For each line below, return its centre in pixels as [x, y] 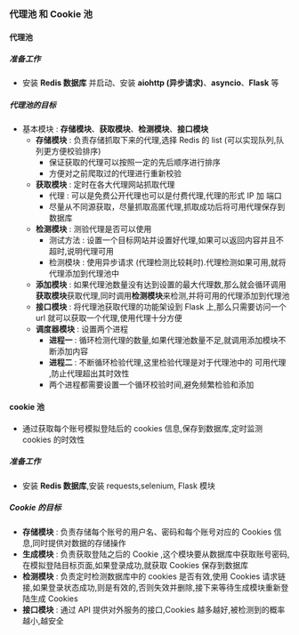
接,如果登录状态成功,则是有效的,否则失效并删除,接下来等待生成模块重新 [151, 587]
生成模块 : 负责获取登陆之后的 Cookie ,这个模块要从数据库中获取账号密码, [156, 554]
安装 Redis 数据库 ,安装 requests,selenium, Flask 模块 [119, 486]
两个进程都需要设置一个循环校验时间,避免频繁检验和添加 [151, 385]
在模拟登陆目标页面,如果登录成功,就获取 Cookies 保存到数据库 [135, 565]
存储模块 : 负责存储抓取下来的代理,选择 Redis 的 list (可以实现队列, [156, 141]
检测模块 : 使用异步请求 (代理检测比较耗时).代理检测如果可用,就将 [167, 262]
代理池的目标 [32, 105]
